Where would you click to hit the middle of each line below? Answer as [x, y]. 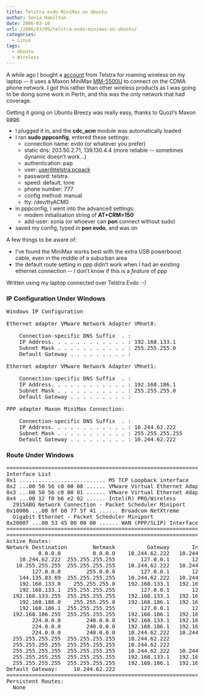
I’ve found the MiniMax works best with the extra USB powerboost [98, 251]
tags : [13, 46]
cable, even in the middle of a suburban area [71, 258]
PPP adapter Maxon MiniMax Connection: [66, 409]
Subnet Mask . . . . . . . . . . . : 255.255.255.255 [101, 433]
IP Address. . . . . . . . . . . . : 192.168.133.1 [97, 342]
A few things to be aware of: [42, 240]
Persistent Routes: [35, 681]
